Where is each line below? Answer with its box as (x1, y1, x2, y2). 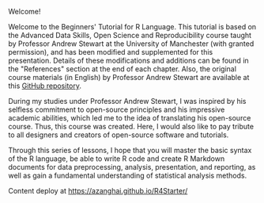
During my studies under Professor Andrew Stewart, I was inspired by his (8, 97, 247, 105)
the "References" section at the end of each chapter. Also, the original (8, 64, 237, 74)
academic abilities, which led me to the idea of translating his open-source (8, 113, 251, 122)
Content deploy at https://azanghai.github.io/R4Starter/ (8, 186, 188, 195)
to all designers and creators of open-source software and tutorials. (8, 130, 229, 140)
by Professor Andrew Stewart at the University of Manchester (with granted (8, 39, 255, 48)
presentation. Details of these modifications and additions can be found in (8, 56, 249, 65)
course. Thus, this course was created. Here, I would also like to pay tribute (8, 122, 255, 131)
